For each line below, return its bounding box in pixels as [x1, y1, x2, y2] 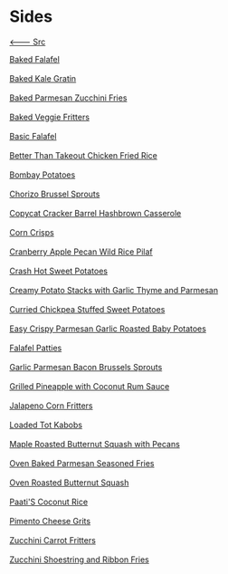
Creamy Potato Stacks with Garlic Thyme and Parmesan [9, 284, 219, 295]
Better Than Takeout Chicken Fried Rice [9, 149, 158, 160]
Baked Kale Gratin [9, 72, 77, 83]
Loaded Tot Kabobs [9, 419, 83, 430]
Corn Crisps [9, 226, 54, 237]
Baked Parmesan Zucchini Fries [9, 92, 128, 103]
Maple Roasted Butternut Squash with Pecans [9, 438, 181, 449]
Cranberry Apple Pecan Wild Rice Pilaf [9, 246, 154, 257]
